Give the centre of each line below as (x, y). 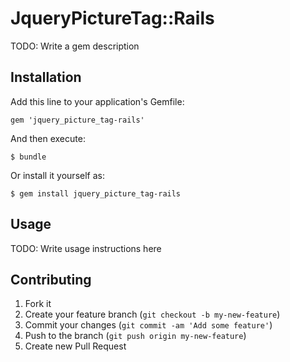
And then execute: (48, 138)
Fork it (38, 304)
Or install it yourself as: (57, 175)
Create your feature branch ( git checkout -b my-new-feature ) (152, 314)
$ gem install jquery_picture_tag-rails (96, 193)
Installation (46, 77)
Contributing (51, 279)
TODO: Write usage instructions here (86, 248)
